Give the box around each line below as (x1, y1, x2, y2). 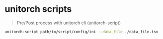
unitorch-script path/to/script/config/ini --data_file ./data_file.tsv (4, 29, 159, 34)
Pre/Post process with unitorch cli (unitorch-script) (16, 20, 121, 26)
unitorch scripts (4, 3, 72, 15)
